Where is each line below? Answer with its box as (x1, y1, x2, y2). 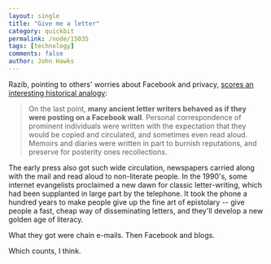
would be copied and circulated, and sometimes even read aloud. (28, 129, 248, 139)
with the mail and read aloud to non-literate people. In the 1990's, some (8, 171, 248, 181)
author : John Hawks (8, 58, 75, 66)
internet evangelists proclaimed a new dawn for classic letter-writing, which (8, 180, 263, 189)
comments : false (8, 50, 63, 58)
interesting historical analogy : (8, 88, 107, 97)
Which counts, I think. (8, 245, 81, 256)
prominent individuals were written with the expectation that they (28, 121, 247, 131)
